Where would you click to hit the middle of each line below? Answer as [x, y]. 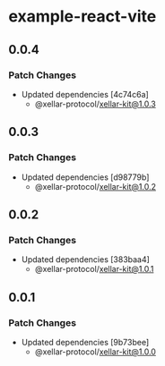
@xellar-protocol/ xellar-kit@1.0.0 [95, 352]
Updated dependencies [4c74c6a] [85, 94]
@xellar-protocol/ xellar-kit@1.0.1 [94, 269]
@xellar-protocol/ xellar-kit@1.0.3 [95, 104]
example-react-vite [82, 17]
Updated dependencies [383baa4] [85, 260]
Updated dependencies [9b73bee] [85, 342]
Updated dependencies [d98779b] [85, 177]
